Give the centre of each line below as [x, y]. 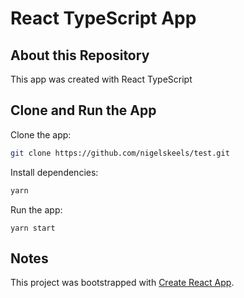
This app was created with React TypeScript [101, 79]
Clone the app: [41, 134]
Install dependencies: [54, 172]
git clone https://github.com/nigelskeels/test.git [120, 153]
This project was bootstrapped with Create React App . [122, 283]
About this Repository [80, 55]
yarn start [33, 228]
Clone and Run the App [83, 110]
